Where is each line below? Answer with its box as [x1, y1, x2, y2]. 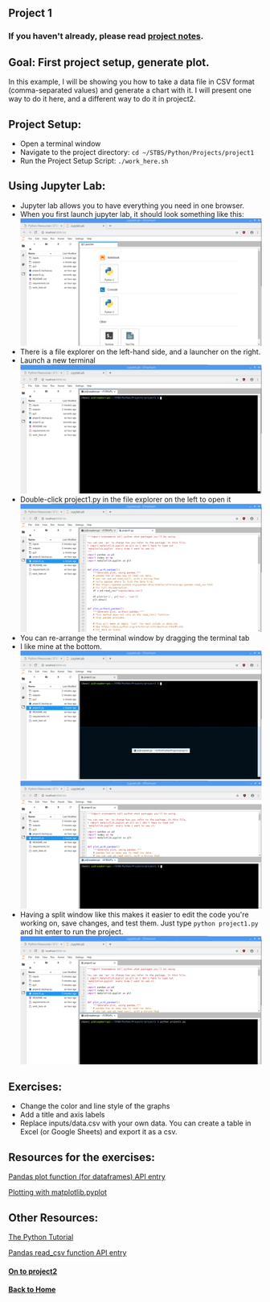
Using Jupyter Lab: [8, 179, 106, 193]
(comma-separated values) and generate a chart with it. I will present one [8, 85, 252, 95]
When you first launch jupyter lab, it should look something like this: [19, 209, 244, 218]
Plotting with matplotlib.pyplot [8, 1188, 107, 1197]
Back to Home [8, 1285, 56, 1295]
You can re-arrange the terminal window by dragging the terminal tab [19, 633, 250, 643]
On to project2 [8, 1266, 58, 1276]
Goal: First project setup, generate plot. [8, 56, 210, 69]
